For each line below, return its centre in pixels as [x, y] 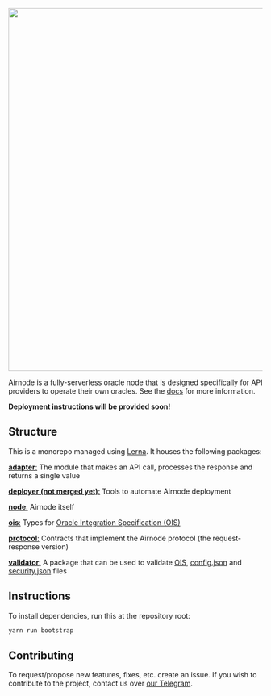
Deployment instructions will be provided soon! [90, 406]
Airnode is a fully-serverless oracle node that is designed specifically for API [135, 382]
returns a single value [44, 475]
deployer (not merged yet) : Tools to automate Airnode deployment [120, 491]
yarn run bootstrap [41, 630]
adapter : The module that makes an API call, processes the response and [131, 467]
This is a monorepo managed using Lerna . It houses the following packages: [135, 451]
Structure [33, 432]
